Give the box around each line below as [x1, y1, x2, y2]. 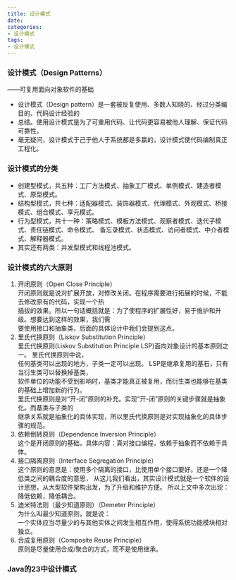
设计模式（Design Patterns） [7, 68, 107, 78]
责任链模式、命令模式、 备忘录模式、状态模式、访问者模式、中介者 [30, 225, 223, 234]
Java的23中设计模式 [7, 564, 77, 574]
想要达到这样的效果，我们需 [30, 315, 111, 324]
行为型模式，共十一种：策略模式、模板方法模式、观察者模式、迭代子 [17, 216, 216, 225]
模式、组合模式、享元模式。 [17, 208, 99, 216]
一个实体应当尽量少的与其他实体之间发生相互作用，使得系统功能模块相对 [17, 518, 228, 526]
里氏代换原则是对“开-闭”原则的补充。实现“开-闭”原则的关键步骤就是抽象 [17, 394, 226, 403]
